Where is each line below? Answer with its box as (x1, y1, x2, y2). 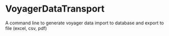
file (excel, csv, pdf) (5, 25, 47, 31)
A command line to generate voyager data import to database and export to (5, 20, 164, 26)
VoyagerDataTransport (5, 3, 105, 15)
